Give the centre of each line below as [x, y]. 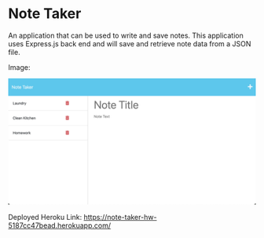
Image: [19, 67]
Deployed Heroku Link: [45, 217]
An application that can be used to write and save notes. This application [126, 35]
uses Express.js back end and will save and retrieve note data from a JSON [130, 43]
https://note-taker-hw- [120, 217]
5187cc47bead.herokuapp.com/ [60, 225]
